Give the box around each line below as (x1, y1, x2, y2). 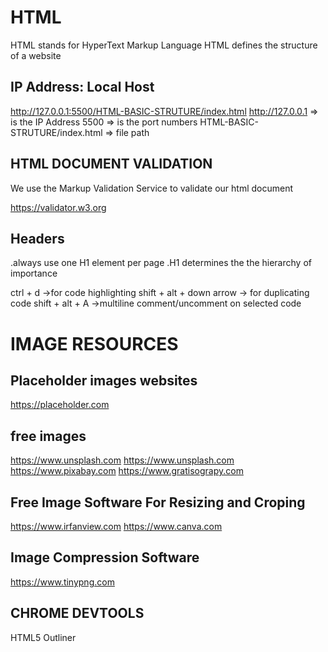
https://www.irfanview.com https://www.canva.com (10, 521, 223, 532)
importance (10, 267, 58, 280)
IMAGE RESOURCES (10, 332, 179, 355)
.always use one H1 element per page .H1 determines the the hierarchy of (10, 257, 312, 269)
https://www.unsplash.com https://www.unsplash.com (10, 454, 235, 466)
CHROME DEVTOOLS (10, 605, 145, 622)
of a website (10, 49, 62, 61)
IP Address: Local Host (10, 79, 155, 96)
